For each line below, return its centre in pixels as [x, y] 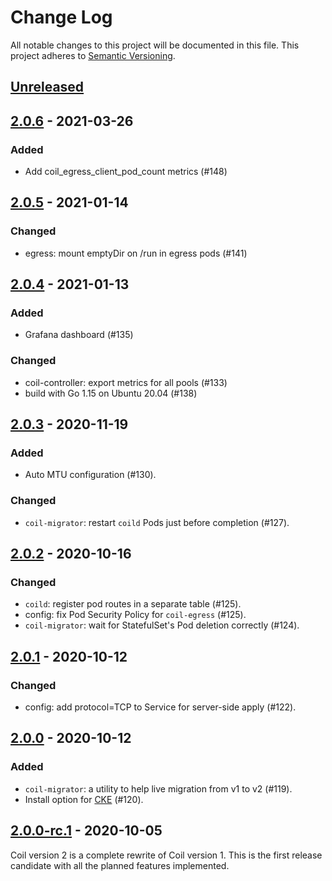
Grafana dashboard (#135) [79, 335]
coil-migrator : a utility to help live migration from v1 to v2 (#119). [158, 788]
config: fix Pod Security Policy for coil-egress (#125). [135, 615]
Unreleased [47, 87]
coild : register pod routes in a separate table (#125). [133, 604]
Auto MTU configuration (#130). [90, 475]
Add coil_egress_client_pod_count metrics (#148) [126, 172]
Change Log [61, 17]
